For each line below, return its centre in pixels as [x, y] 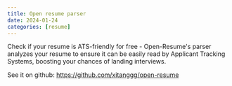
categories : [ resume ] [39, 27]
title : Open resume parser [47, 14]
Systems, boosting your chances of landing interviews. [87, 62]
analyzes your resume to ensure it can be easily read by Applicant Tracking [116, 54]
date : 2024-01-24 [33, 20]
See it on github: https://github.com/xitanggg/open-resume [93, 75]
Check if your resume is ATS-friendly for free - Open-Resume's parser [109, 47]
